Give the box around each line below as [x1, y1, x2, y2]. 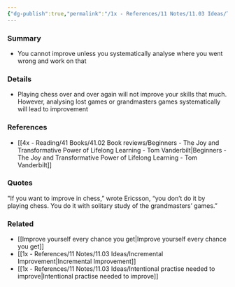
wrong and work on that [17, 57, 87, 65]
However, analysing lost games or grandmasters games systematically [17, 97, 221, 106]
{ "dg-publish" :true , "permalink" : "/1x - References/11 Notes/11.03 [7, 10, 205, 17]
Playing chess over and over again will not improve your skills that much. [17, 90, 227, 99]
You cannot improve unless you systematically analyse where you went [17, 49, 223, 57]
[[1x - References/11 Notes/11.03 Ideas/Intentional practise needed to [17, 265, 215, 273]
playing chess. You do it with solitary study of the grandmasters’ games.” [7, 201, 218, 210]
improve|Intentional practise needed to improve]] [17, 272, 159, 281]
